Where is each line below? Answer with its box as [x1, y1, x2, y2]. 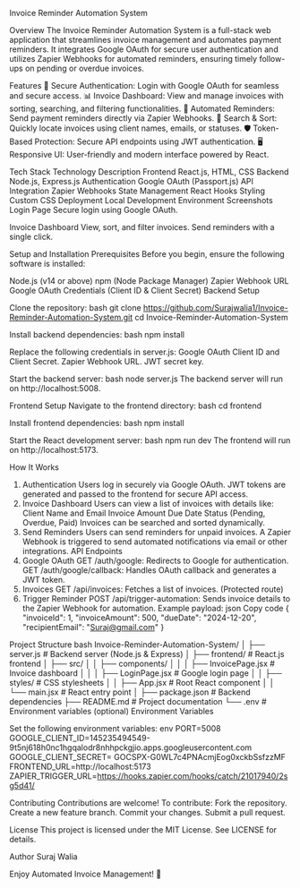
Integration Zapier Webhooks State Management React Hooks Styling [9, 185, 266, 196]
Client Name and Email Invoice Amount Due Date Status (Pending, [21, 508, 266, 518]
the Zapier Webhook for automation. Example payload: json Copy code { [21, 603, 289, 613]
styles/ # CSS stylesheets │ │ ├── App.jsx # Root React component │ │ [9, 678, 275, 687]
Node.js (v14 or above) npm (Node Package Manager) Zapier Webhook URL [9, 276, 289, 286]
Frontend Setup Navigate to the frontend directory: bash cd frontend [9, 400, 262, 411]
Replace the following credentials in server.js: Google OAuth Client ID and [9, 346, 280, 357]
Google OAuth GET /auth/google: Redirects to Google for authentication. [21, 555, 289, 566]
